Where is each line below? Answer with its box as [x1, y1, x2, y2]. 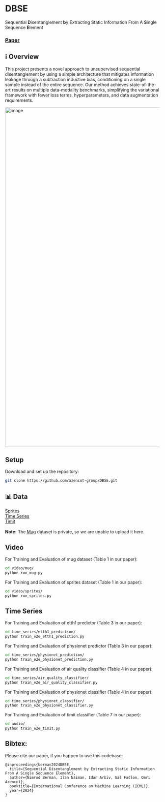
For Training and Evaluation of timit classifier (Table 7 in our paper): [5, 712, 141, 718]
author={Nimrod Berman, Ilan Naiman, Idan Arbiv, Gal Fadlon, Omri [9, 775, 151, 780]
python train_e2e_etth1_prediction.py [5, 634, 84, 639]
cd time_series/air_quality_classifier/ [5, 675, 89, 680]
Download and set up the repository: [5, 468, 79, 475]
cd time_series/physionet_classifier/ [5, 698, 84, 704]
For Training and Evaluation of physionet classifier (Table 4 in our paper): [5, 689, 153, 695]
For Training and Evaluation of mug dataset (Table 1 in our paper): [5, 556, 137, 562]
